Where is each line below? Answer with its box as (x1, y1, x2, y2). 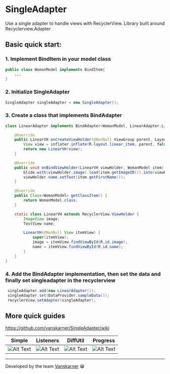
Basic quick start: (5, 40, 62, 49)
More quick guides (5, 311, 66, 320)
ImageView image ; (23, 216, 60, 221)
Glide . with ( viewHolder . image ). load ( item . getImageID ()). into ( (23, 170, 155, 175)
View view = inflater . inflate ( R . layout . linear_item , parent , (23, 142, 155, 147)
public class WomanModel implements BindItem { (5, 67, 105, 72)
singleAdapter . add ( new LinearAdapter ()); (7, 288, 96, 293)
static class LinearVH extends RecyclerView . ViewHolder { (14, 212, 139, 217)
